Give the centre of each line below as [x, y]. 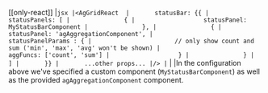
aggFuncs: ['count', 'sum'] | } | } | [131, 55]
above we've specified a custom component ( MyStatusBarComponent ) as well [134, 71]
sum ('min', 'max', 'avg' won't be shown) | [84, 48]
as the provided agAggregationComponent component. [96, 80]
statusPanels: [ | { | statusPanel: [128, 20]
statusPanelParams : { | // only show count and [131, 41]
